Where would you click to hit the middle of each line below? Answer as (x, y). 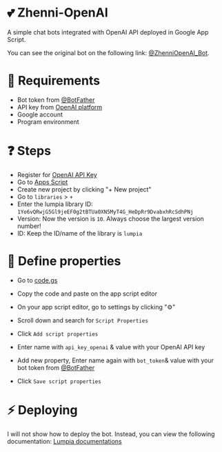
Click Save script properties (59, 381)
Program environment (48, 121)
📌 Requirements (54, 81)
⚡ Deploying (42, 410)
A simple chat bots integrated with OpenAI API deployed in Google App (108, 32)
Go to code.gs (37, 280)
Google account (40, 114)
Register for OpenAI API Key (57, 174)
